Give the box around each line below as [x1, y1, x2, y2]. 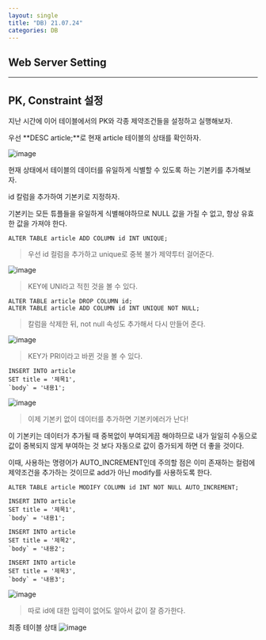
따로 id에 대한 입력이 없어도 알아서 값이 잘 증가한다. [27, 606, 186, 615]
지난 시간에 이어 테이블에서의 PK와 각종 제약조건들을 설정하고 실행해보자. [8, 116, 234, 125]
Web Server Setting [8, 55, 107, 69]
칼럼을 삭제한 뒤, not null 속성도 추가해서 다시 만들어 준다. [27, 319, 206, 329]
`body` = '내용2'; [8, 545, 66, 553]
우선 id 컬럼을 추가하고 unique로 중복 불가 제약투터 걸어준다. [27, 250, 215, 258]
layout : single [8, 11, 59, 20]
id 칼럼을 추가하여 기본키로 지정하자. [8, 192, 120, 201]
